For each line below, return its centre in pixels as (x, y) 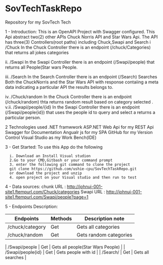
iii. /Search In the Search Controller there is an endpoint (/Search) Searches (81, 77)
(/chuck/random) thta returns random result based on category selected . (79, 102)
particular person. (23, 117)
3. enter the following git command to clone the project (70, 164)
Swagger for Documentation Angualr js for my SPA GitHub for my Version (79, 132)
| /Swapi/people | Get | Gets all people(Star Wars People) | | (65, 247)
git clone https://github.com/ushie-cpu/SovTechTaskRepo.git (73, 169)
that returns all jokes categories (37, 53)
